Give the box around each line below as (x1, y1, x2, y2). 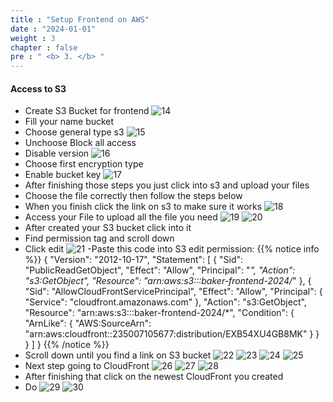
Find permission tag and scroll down (24, 232, 175, 245)
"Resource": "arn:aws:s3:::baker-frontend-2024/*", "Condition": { (24, 307, 295, 319)
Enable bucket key (24, 169, 102, 181)
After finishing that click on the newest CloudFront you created (24, 371, 284, 383)
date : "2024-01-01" (10, 24, 97, 34)
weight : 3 (10, 33, 56, 43)
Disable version (24, 147, 90, 160)
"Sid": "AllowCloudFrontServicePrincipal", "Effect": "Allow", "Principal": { (24, 286, 323, 298)
